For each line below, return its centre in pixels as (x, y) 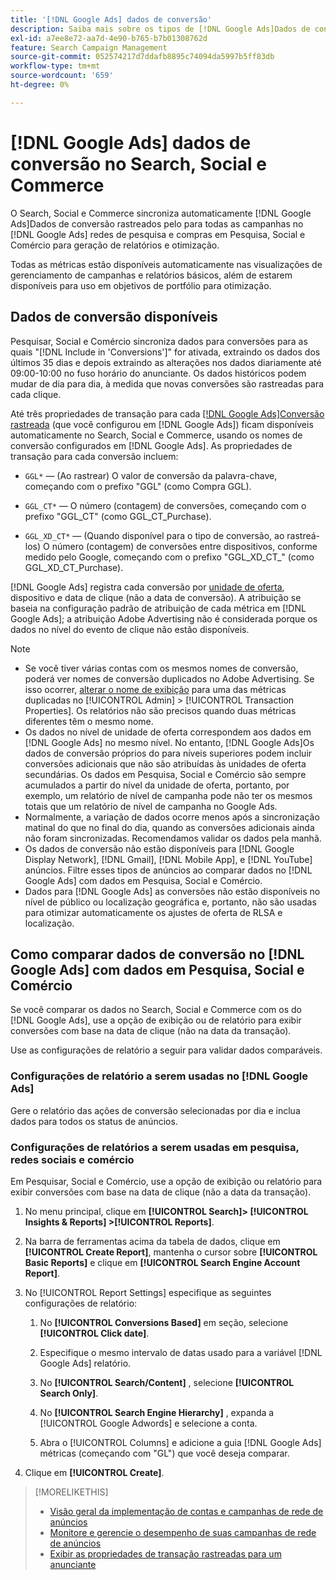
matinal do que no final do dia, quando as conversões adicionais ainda (169, 827)
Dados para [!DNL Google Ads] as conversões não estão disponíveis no (172, 891)
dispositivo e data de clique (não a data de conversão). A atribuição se (156, 597)
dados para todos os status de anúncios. (94, 1121)
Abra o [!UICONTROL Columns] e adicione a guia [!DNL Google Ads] (180, 1442)
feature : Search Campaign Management (89, 47)
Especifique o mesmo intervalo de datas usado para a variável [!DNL (181, 1352)
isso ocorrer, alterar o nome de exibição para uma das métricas (155, 689)
